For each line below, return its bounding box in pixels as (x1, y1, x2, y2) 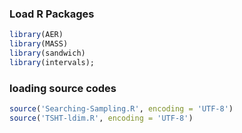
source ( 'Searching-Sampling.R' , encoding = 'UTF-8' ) (9, 104, 234, 114)
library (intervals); (9, 57, 96, 67)
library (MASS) (9, 39, 69, 49)
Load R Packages (9, 7, 95, 21)
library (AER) (9, 30, 64, 40)
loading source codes (9, 81, 117, 95)
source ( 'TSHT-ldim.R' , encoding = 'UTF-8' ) (9, 113, 194, 123)
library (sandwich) (9, 48, 86, 59)
